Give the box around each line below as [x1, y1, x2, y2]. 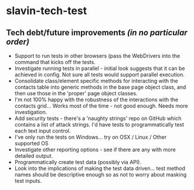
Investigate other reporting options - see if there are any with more [14, 146, 176, 153]
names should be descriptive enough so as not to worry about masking [14, 171, 186, 178]
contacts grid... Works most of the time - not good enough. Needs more [14, 102, 189, 109]
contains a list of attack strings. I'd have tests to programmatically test [14, 121, 185, 128]
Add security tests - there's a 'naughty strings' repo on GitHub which [14, 115, 182, 122]
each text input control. [14, 128, 72, 134]
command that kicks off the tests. [14, 59, 96, 65]
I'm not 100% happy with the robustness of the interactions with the [14, 96, 179, 103]
